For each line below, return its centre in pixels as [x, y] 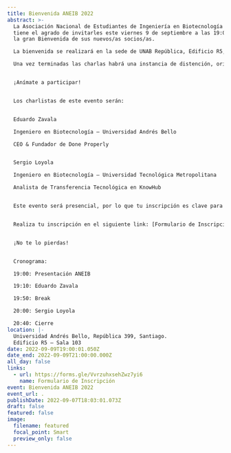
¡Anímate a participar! [47, 83]
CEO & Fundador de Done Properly [61, 144]
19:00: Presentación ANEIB [52, 274]
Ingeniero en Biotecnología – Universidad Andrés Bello [95, 131]
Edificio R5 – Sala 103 [47, 343]
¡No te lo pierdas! [41, 243]
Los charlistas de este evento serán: [69, 101]
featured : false [30, 413]
